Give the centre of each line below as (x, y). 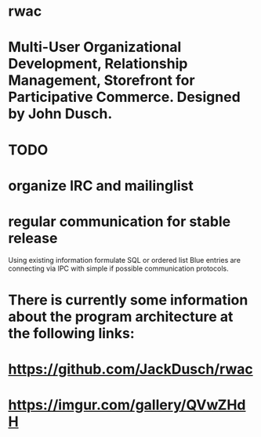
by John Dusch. (60, 114)
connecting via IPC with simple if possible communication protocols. (118, 268)
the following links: (71, 333)
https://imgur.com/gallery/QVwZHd (127, 405)
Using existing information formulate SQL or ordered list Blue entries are (125, 260)
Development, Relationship (98, 64)
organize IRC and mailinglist (101, 186)
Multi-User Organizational (95, 47)
